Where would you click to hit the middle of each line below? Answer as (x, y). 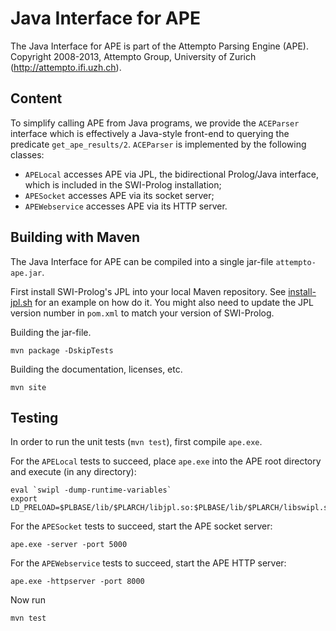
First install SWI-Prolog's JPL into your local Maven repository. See (148, 291)
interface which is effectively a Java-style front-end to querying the (150, 133)
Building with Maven (75, 237)
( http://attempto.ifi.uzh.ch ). (66, 67)
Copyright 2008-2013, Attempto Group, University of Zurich (133, 56)
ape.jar (26, 273)
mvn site (28, 387)
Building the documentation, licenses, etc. (96, 369)
